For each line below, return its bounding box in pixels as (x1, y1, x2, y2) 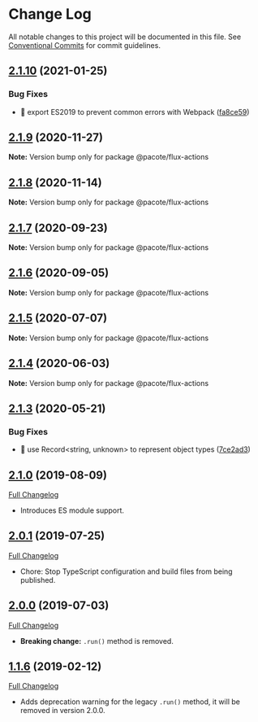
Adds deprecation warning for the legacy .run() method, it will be (19, 697, 241, 707)
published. (19, 575, 56, 584)
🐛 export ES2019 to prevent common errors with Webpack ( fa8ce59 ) (19, 107, 250, 116)
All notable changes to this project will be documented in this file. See (8, 32, 242, 42)
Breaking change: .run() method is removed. (19, 636, 174, 645)
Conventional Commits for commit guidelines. (8, 40, 161, 50)
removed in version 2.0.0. (19, 706, 105, 715)
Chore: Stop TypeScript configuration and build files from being (19, 567, 233, 576)
